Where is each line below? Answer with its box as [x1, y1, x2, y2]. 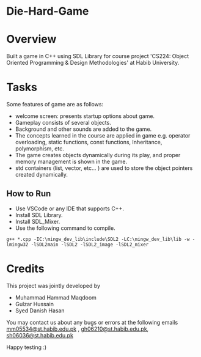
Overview [6, 32, 57, 46]
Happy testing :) [6, 344, 47, 351]
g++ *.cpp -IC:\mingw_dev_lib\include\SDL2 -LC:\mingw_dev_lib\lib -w [6, 236, 190, 242]
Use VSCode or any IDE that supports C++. [15, 205, 124, 212]
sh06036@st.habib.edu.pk [6, 331, 73, 339]
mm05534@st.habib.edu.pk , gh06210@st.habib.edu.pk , [6, 325, 149, 333]
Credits [6, 262, 45, 276]
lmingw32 [6, 241, 29, 248]
